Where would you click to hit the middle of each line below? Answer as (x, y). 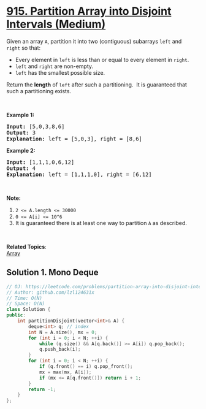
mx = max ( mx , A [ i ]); (65, 372)
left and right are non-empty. (54, 66)
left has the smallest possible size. (60, 72)
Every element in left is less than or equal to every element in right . (102, 59)
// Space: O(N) (26, 304)
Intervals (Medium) (56, 24)
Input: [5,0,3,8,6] (36, 126)
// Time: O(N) (25, 298)
